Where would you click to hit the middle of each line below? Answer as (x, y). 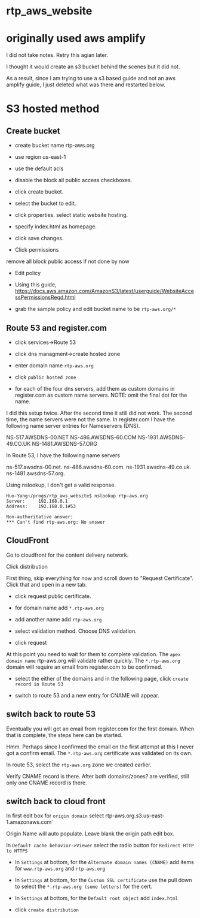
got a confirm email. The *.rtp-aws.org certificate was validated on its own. (99, 753)
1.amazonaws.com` (30, 822)
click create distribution (47, 910)
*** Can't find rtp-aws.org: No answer (56, 522)
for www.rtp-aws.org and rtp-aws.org (60, 869)
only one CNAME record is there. (47, 783)
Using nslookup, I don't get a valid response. (61, 485)
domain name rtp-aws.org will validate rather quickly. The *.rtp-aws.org (93, 660)
